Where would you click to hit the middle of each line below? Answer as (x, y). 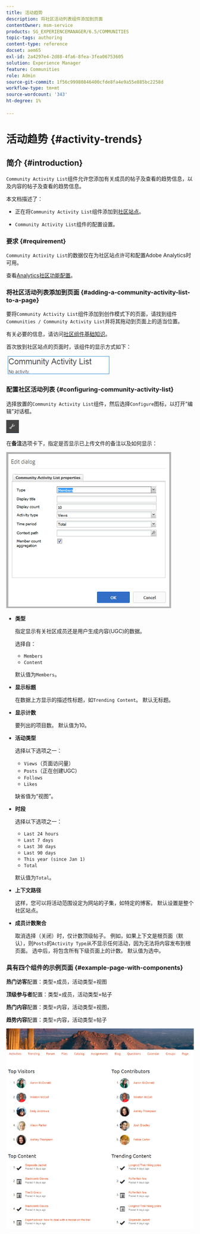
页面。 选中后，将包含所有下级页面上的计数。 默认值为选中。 (89, 950)
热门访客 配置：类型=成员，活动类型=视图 (57, 981)
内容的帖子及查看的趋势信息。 (48, 186)
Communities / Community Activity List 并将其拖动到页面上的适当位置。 (95, 321)
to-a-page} (23, 300)
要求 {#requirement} (36, 241)
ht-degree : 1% (24, 101)
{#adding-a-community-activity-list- (135, 292)
